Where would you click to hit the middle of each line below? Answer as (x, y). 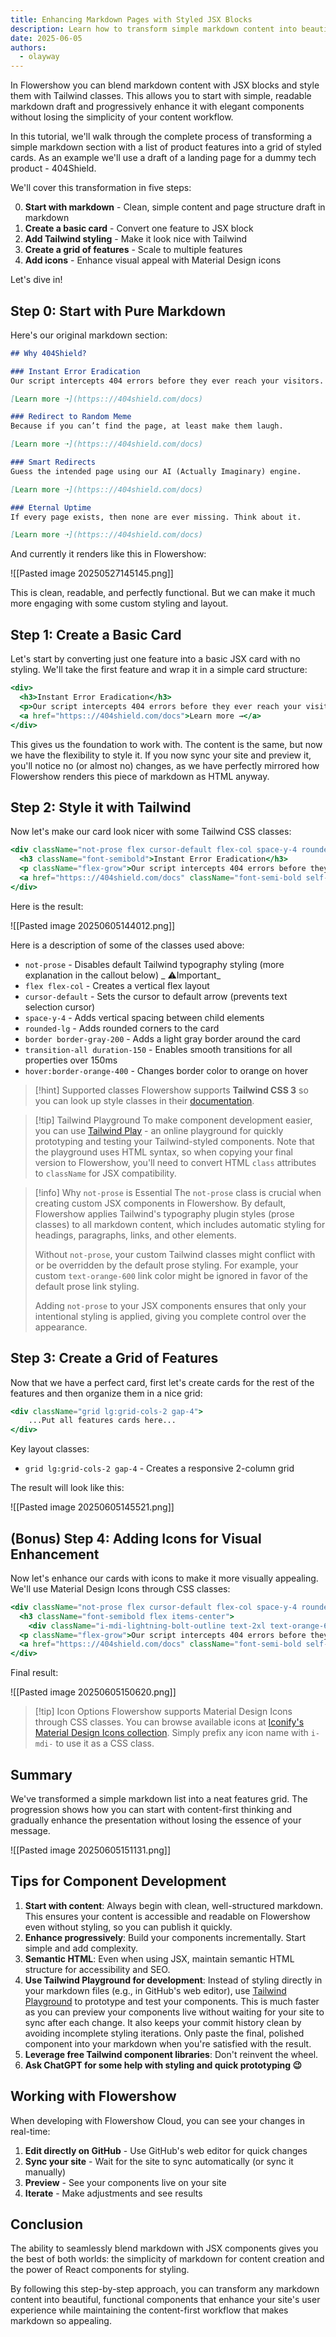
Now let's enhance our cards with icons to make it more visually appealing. (164, 1578)
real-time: (30, 2131)
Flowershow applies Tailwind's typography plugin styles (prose (164, 1213)
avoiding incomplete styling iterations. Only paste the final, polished (164, 2033)
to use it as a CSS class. (105, 1743)
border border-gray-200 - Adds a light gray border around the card (162, 1038)
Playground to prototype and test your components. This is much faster (172, 2001)
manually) (45, 2172)
